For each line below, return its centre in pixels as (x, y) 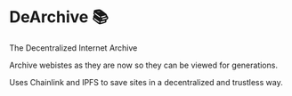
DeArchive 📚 (59, 17)
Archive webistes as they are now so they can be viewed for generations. (144, 65)
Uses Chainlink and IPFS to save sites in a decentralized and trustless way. (146, 82)
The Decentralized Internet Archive (73, 48)
